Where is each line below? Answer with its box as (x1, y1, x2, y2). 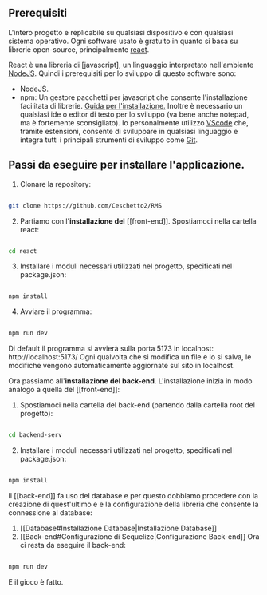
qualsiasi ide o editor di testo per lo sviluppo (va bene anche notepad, (19, 109, 249, 119)
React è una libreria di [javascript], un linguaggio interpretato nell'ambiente (8, 60, 254, 69)
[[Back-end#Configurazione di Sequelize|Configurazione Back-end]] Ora (19, 531, 260, 541)
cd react (8, 247, 37, 255)
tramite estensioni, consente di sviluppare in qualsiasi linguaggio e (19, 126, 238, 136)
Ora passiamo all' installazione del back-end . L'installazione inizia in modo (8, 376, 253, 386)
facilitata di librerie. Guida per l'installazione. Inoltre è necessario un (19, 101, 243, 110)
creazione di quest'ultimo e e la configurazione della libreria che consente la (8, 499, 259, 509)
